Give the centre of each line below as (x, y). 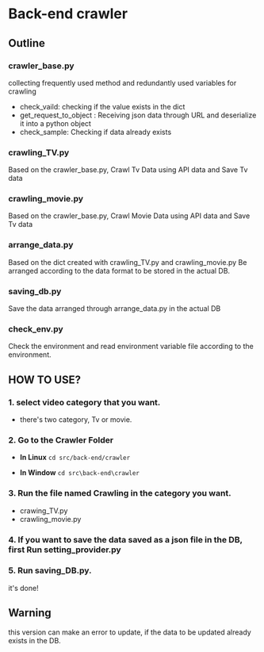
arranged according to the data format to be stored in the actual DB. (119, 270)
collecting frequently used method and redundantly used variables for (122, 82)
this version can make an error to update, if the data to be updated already (130, 632)
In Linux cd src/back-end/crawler (75, 458)
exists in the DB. (34, 640)
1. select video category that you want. (84, 402)
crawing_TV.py (44, 510)
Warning (30, 613)
